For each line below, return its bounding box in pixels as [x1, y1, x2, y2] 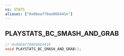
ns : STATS [5, 7, 25, 12]
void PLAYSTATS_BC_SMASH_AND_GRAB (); [5, 47, 82, 52]
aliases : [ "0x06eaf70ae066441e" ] [5, 12, 73, 16]
